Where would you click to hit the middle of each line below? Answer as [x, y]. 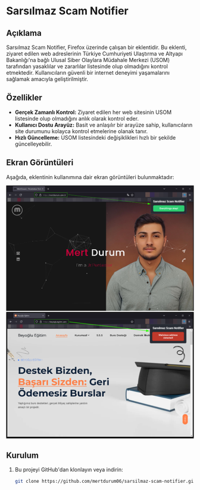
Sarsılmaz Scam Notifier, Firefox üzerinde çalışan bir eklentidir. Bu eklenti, [96, 47]
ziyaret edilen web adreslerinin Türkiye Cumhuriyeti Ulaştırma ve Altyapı [95, 54]
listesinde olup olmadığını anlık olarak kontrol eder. [76, 118]
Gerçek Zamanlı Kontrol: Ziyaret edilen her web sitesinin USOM [93, 112]
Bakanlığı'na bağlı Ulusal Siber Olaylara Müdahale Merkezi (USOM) [88, 60]
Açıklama [24, 33]
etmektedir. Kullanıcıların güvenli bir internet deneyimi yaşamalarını [88, 73]
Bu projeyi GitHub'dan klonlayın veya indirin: [69, 470]
